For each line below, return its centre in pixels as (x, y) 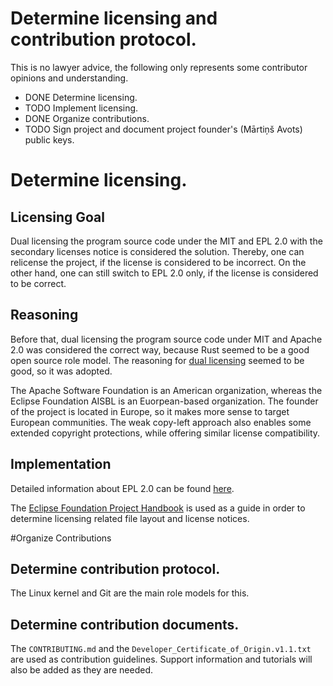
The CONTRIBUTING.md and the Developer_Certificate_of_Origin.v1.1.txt (161, 649)
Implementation (61, 464)
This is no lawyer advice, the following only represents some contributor (159, 67)
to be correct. (38, 283)
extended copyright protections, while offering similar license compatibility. (165, 433)
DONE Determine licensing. (81, 97)
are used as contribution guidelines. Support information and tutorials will (161, 659)
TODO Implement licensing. (81, 108)
